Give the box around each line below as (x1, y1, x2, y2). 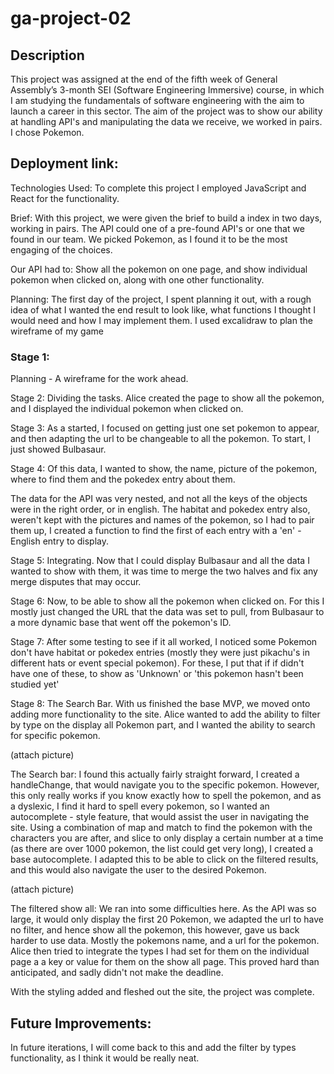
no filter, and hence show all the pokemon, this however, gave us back (10, 924, 300, 936)
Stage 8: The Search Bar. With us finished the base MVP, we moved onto (10, 698, 311, 710)
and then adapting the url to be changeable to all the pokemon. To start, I (10, 433, 311, 445)
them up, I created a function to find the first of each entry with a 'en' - (10, 525, 302, 537)
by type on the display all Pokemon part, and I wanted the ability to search (10, 719, 316, 731)
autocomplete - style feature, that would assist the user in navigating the (10, 811, 310, 823)
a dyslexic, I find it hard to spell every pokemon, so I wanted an (10, 800, 270, 812)
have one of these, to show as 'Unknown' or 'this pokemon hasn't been (10, 668, 304, 680)
